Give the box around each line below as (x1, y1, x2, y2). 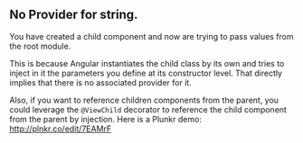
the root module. (9, 40, 71, 51)
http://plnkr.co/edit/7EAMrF (9, 123, 112, 134)
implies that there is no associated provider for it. (9, 76, 192, 88)
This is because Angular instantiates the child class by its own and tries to (9, 58, 285, 68)
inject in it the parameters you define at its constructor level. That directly (9, 67, 283, 78)
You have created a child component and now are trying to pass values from (9, 31, 294, 41)
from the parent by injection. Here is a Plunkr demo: (9, 113, 202, 124)
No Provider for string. (9, 7, 138, 22)
